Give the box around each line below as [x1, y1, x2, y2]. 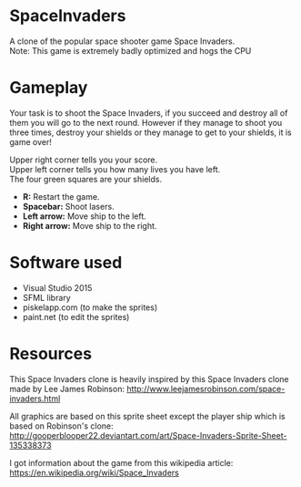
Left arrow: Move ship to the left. [22, 211, 147, 222]
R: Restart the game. [22, 191, 100, 202]
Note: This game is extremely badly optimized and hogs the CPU [9, 45, 252, 56]
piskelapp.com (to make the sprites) [22, 302, 157, 313]
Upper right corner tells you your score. [9, 154, 158, 165]
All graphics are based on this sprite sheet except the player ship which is [9, 410, 286, 421]
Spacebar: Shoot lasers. [22, 201, 115, 212]
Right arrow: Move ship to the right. [22, 220, 157, 231]
